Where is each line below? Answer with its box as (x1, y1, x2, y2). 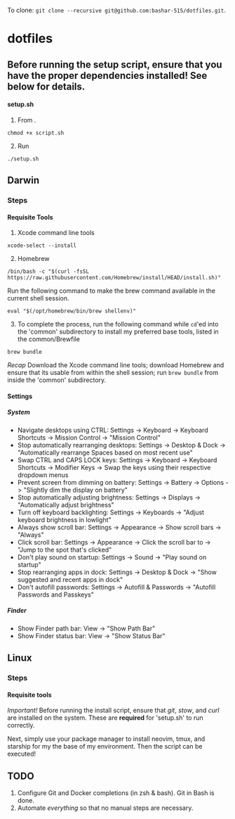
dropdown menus (17, 471, 69, 479)
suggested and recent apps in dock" (17, 575, 123, 583)
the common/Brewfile (17, 335, 81, 343)
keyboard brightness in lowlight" (17, 515, 112, 523)
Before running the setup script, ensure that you (7, 58, 222, 70)
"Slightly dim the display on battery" (23, 485, 128, 494)
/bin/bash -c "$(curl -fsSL (7, 268, 90, 275)
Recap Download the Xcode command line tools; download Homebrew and (7, 361, 224, 369)
